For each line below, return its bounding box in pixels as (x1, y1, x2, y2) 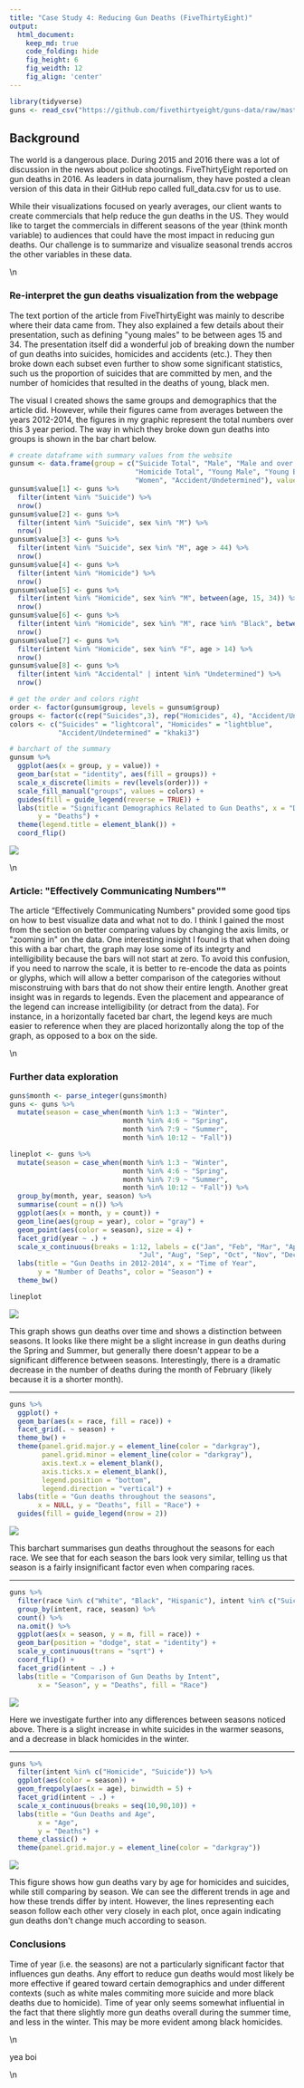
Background (9, 130, 80, 146)
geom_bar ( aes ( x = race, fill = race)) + (17, 1417, 172, 1426)
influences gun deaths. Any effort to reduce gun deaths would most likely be (9, 1968, 295, 1979)
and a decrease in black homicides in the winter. (9, 1733, 190, 1744)
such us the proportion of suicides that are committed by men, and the (9, 368, 273, 379)
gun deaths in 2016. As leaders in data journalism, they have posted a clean (9, 174, 291, 185)
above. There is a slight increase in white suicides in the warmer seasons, (9, 1723, 285, 1735)
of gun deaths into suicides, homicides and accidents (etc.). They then (9, 348, 272, 359)
